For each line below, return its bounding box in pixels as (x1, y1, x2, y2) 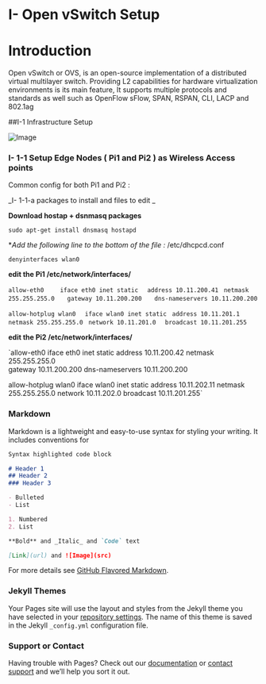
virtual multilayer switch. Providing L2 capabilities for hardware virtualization (8, 77, 258, 86)
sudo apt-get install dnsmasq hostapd (8, 226, 137, 235)
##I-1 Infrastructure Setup (8, 117, 93, 127)
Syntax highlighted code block (8, 450, 112, 458)
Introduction (8, 42, 92, 60)
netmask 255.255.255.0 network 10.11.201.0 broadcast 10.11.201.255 (8, 319, 248, 327)
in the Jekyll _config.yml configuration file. (8, 621, 148, 630)
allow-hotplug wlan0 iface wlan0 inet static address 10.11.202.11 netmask (8, 380, 245, 390)
